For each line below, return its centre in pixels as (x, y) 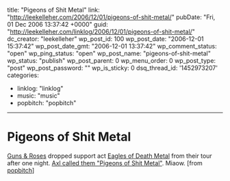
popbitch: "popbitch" (47, 103)
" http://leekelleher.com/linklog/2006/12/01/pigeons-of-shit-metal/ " (101, 31)
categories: (23, 75)
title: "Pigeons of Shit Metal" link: (54, 10)
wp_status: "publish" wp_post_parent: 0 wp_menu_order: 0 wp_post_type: (112, 60)
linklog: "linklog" (40, 88)
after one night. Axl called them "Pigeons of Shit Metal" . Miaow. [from (105, 163)
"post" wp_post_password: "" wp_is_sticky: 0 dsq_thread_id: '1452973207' (112, 68)
